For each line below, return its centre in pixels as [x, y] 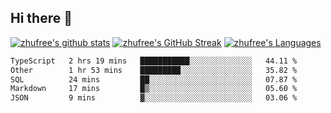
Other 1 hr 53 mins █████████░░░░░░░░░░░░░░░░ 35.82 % [154, 70]
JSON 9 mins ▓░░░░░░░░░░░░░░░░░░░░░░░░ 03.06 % [154, 98]
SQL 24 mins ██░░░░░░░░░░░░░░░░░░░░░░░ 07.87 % [154, 79]
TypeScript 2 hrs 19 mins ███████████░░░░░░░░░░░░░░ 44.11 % [154, 61]
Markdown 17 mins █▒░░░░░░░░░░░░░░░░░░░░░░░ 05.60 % [154, 89]
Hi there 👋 [41, 18]
